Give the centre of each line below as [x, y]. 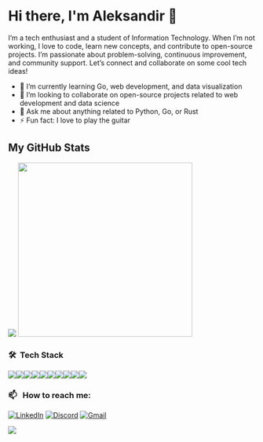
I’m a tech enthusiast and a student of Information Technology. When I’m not [131, 38]
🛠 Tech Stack [36, 355]
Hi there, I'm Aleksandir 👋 [93, 16]
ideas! [18, 71]
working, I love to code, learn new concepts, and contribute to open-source [130, 46]
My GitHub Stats [49, 148]
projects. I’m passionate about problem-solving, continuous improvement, [128, 54]
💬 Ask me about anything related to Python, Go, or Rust [109, 111]
